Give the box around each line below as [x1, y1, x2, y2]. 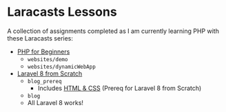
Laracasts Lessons [7, 4, 117, 20]
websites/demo [27, 56, 68, 63]
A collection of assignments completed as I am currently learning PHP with [7, 27, 219, 35]
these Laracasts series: [7, 34, 74, 42]
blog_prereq [27, 78, 62, 85]
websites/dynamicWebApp [27, 63, 96, 70]
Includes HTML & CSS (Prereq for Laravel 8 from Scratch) [37, 84, 202, 92]
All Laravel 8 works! [27, 98, 84, 107]
